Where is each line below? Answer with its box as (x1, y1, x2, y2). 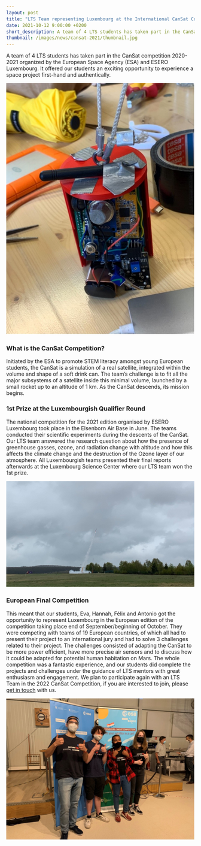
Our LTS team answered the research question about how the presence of (6, 437, 189, 445)
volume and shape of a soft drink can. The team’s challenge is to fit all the (6, 370, 188, 377)
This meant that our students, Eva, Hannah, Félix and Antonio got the (6, 610, 176, 617)
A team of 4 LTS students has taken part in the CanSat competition (6, 52, 171, 59)
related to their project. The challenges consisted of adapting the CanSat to (6, 642, 192, 649)
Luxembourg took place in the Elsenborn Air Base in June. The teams (6, 424, 177, 431)
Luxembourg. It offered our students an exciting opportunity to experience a (6, 65, 194, 72)
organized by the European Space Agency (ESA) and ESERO (19, 59, 169, 66)
